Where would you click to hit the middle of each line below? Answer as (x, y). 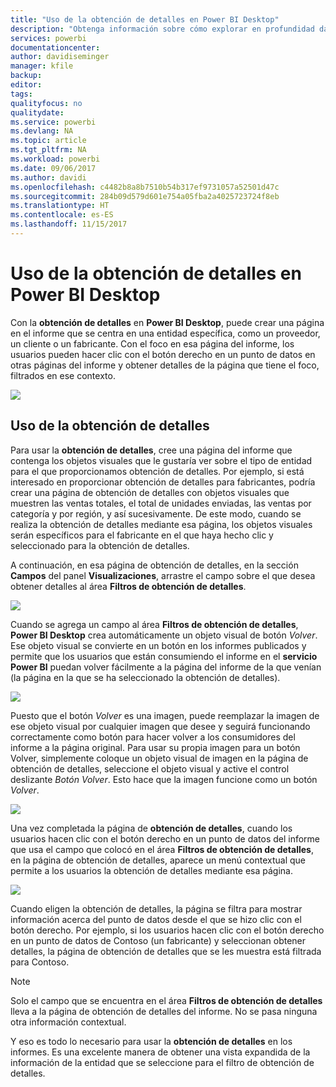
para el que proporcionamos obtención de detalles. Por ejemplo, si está (157, 471)
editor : (26, 85)
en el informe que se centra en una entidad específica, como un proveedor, (165, 333)
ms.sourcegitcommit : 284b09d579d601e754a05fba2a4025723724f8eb (145, 196)
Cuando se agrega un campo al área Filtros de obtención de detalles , (154, 624)
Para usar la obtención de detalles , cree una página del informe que (151, 450)
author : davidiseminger (60, 57)
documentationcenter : (55, 47)
